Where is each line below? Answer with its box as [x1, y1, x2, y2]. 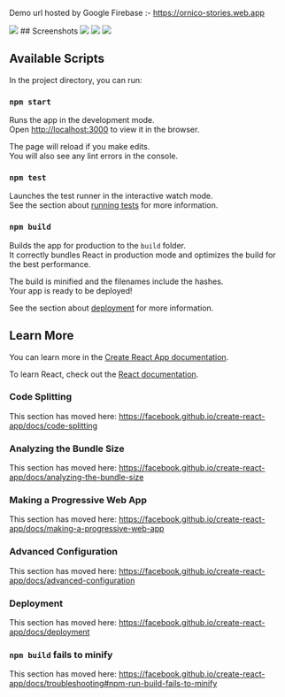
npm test [9, 172, 47, 183]
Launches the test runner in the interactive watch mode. [9, 190, 214, 202]
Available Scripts [9, 51, 104, 66]
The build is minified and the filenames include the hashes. [9, 276, 224, 287]
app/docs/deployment [9, 627, 90, 637]
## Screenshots [19, 26, 79, 36]
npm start [9, 96, 51, 107]
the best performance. [9, 258, 91, 269]
